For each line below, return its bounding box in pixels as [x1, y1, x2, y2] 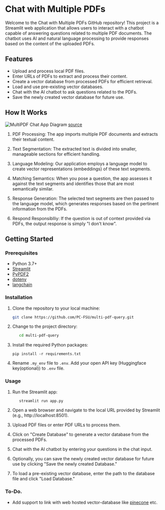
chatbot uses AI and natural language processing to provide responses [5, 35, 149, 41]
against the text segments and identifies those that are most [12, 181, 134, 187]
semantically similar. [12, 186, 54, 191]
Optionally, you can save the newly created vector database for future [12, 456, 154, 462]
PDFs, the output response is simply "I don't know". [12, 221, 117, 226]
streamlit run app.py [19, 398, 64, 403]
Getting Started [5, 235, 54, 243]
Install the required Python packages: [12, 342, 89, 348]
